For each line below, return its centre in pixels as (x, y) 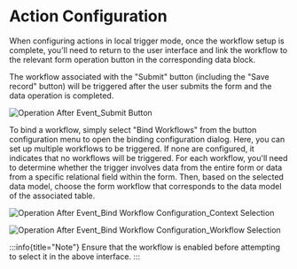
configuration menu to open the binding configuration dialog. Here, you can (147, 139)
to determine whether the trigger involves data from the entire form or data (146, 167)
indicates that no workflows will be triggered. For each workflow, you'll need (148, 158)
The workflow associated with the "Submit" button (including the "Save (139, 76)
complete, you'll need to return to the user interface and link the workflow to (148, 50)
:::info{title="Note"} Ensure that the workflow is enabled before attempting (145, 247)
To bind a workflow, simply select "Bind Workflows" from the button (133, 129)
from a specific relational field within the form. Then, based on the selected (146, 177)
